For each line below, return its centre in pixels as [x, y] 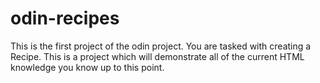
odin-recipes [65, 18]
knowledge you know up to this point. [87, 67]
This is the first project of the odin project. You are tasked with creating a [161, 46]
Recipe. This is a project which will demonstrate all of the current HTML [157, 56]
